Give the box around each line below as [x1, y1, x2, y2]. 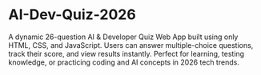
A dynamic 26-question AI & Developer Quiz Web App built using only [8, 32, 239, 41]
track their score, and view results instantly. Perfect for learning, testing [8, 49, 245, 58]
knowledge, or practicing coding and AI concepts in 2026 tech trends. [8, 57, 240, 67]
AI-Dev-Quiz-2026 [8, 6, 136, 24]
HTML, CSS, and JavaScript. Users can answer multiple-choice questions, [8, 40, 254, 49]
